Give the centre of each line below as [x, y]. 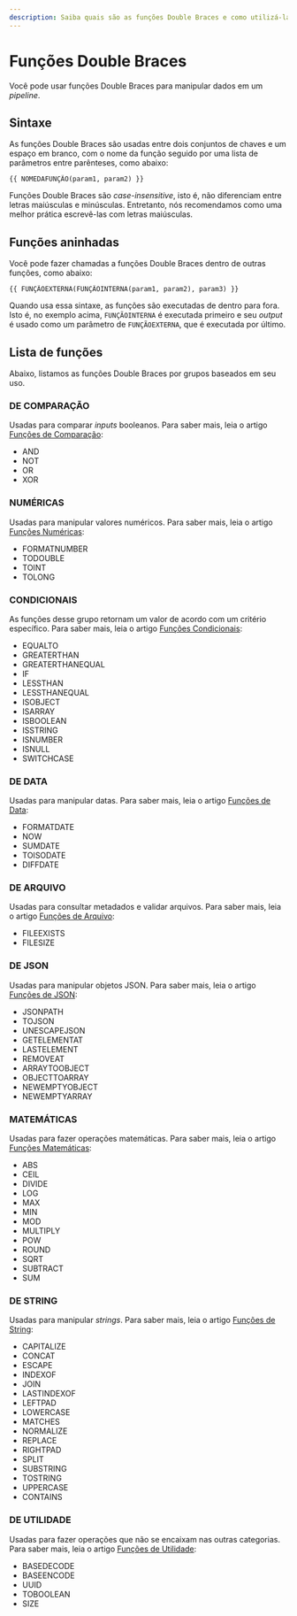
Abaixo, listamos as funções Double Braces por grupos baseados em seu [143, 373]
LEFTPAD [39, 1403]
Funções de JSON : [43, 994]
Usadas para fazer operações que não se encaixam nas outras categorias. [145, 1539]
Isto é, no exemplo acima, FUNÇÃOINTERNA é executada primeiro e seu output [146, 315]
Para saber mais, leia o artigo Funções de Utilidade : [103, 1549]
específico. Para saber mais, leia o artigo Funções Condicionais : [126, 628]
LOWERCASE [46, 1412]
